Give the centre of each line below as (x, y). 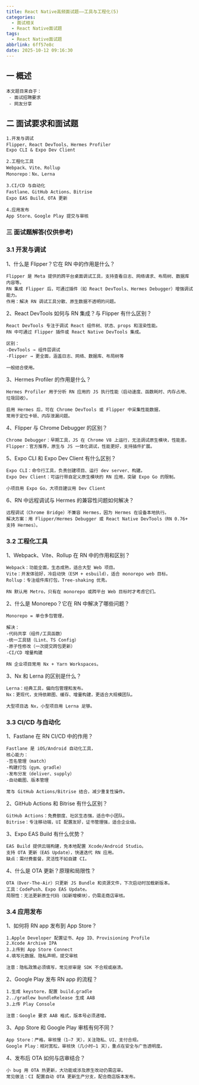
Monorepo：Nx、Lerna (31, 174)
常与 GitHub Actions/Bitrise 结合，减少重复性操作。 (67, 792)
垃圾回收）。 (18, 398)
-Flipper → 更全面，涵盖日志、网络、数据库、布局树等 (65, 356)
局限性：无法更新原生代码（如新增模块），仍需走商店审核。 (67, 896)
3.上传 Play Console (31, 1004)
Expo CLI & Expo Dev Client (41, 150)
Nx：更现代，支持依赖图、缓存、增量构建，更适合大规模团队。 (71, 694)
